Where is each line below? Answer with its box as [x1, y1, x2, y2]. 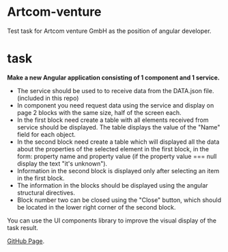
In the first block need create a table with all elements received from [16, 116, 209, 124]
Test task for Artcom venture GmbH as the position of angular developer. [7, 27, 212, 35]
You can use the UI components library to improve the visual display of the [7, 216, 217, 225]
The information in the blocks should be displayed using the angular [16, 181, 208, 189]
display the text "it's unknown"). [16, 159, 108, 168]
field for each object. [16, 130, 76, 138]
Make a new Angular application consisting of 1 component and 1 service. [7, 73, 220, 81]
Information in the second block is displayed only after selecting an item [16, 166, 220, 175]
